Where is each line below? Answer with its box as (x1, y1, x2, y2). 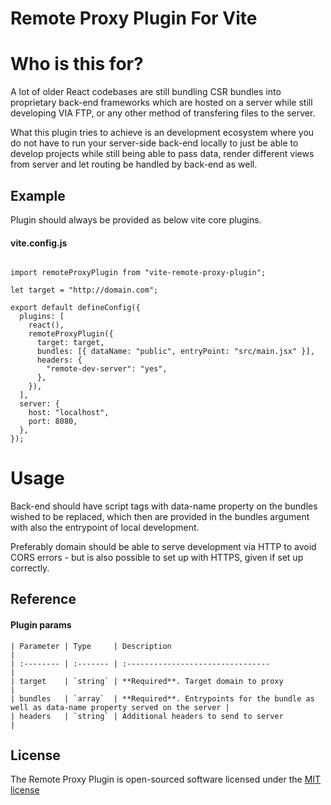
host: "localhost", (28, 408, 110, 418)
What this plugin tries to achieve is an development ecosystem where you (10, 127, 315, 139)
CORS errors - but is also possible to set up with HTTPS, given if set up (10, 552, 304, 564)
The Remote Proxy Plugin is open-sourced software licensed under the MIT (10, 773, 322, 786)
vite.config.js (10, 237, 68, 249)
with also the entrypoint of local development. (10, 522, 200, 534)
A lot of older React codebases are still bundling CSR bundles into (10, 86, 282, 98)
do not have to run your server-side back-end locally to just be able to (10, 137, 299, 149)
